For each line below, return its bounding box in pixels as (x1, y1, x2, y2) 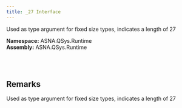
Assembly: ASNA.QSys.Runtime (6, 43, 87, 51)
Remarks (6, 79, 41, 89)
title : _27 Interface (6, 8, 61, 15)
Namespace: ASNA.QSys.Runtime (6, 37, 92, 44)
